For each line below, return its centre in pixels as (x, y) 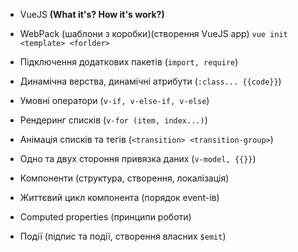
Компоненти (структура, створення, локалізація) (124, 178)
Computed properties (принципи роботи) (105, 217)
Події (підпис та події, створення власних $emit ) (123, 236)
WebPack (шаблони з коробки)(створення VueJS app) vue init (153, 33)
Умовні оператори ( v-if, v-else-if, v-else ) (114, 100)
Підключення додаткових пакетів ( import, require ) (129, 62)
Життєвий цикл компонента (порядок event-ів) (119, 197)
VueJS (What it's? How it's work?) (92, 14)
